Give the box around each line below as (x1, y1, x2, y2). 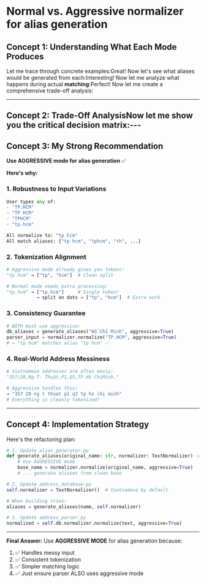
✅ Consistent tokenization (15, 556, 82, 563)
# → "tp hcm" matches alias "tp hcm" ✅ (6, 340, 109, 347)
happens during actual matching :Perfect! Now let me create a (6, 81, 163, 88)
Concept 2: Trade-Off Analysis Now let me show (6, 110, 193, 121)
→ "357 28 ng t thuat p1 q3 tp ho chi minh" (6, 391, 122, 397)
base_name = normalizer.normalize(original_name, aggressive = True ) (17, 464, 193, 471)
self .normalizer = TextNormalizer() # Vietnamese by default (6, 487, 169, 493)
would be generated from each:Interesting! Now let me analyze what (6, 74, 180, 81)
